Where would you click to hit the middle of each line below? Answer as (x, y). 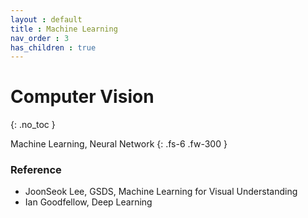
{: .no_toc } (33, 125)
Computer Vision (82, 97)
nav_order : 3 (40, 38)
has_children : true (53, 47)
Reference (36, 170)
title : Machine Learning (64, 29)
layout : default (46, 19)
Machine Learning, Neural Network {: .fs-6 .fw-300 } (119, 144)
